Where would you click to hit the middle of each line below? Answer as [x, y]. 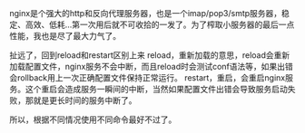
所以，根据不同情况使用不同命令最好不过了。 [93, 119]
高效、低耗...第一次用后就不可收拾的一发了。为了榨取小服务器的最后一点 [160, 24]
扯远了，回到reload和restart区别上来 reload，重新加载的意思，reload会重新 [150, 55]
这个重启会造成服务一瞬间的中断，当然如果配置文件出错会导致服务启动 [156, 89]
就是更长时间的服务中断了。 [85, 100]
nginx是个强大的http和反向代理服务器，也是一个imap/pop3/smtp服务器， [146, 13]
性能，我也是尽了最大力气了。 [65, 36]
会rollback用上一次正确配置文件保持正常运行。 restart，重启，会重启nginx [148, 78]
